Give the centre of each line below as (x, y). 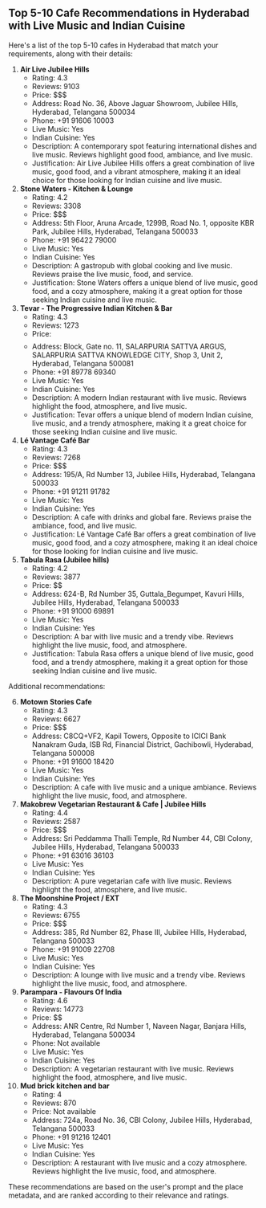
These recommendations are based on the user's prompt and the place (126, 1186)
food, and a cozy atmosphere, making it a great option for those (137, 291)
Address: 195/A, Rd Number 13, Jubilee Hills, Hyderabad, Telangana (143, 474)
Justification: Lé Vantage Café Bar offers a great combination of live (144, 534)
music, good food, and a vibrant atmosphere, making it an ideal (136, 171)
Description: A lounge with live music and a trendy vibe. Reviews (139, 974)
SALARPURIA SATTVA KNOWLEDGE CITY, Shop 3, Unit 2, (127, 355)
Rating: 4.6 (50, 1000)
